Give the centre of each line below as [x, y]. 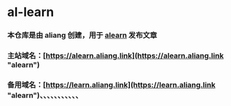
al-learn [31, 12]
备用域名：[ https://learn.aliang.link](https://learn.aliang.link [111, 84]
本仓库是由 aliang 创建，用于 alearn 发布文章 [82, 36]
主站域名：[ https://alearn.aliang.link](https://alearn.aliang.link [115, 56]
